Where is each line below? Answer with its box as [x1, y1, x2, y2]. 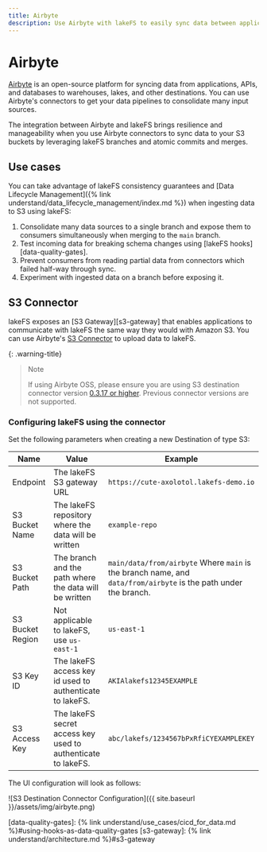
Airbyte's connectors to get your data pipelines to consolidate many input [8, 96, 249, 106]
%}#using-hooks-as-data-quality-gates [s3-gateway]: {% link [8, 826, 211, 835]
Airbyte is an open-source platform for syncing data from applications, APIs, [8, 79, 258, 89]
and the [52, 562, 82, 573]
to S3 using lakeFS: [8, 207, 72, 216]
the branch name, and [107, 567, 190, 579]
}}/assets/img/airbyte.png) [8, 802, 95, 811]
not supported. [27, 397, 77, 406]
